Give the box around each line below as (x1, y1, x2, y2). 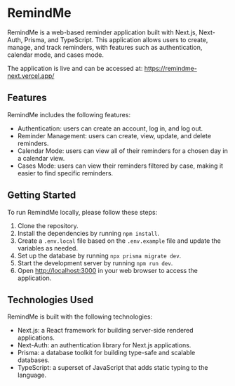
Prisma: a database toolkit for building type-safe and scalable (17, 349, 196, 357)
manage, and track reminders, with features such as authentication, (7, 43, 203, 51)
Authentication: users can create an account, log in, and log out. (17, 124, 203, 133)
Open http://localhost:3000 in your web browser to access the (17, 266, 198, 274)
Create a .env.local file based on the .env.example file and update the (17, 237, 221, 245)
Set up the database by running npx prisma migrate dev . (17, 251, 182, 260)
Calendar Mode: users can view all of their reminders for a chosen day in (17, 146, 228, 155)
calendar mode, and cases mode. (7, 51, 104, 59)
